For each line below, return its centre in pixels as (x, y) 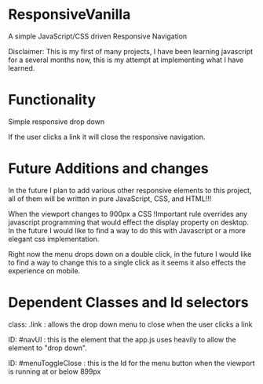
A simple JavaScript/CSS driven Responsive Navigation (98, 36)
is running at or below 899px (55, 371)
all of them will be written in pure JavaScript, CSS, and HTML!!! (110, 199)
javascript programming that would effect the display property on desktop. (129, 222)
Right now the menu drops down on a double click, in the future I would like (130, 254)
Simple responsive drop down (56, 121)
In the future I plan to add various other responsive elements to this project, (130, 190)
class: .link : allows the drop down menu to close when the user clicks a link (130, 324)
